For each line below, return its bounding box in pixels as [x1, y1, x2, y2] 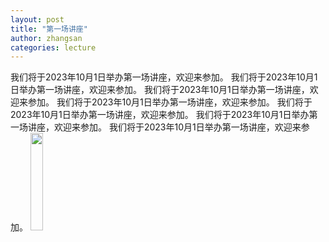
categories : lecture [10, 42, 97, 53]
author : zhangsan [10, 33, 83, 43]
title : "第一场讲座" [10, 24, 88, 34]
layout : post [10, 14, 65, 25]
